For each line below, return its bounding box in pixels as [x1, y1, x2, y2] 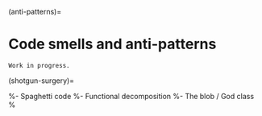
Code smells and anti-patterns [8, 35, 217, 53]
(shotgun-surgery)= [8, 76, 75, 85]
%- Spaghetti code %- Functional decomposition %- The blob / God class [8, 91, 255, 101]
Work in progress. [8, 61, 70, 69]
